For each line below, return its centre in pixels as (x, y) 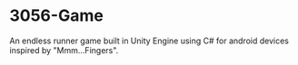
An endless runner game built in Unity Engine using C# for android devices (149, 41)
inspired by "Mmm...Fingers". (64, 50)
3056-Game (57, 16)
